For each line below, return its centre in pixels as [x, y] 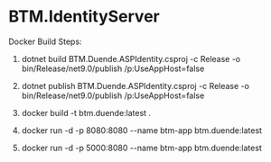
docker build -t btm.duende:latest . [86, 112]
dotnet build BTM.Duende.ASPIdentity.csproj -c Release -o [131, 58]
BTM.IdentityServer [84, 17]
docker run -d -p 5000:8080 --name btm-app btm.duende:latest [142, 148]
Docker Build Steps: [45, 41]
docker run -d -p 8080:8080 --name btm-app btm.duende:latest [142, 130]
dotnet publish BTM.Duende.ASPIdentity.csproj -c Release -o [135, 85]
